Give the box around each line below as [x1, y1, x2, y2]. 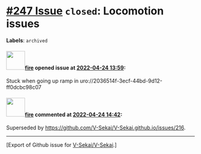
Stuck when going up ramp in [6, 77, 79, 84]
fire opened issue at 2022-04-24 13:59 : [25, 64, 126, 71]
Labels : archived [6, 37, 48, 44]
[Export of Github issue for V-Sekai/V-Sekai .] [6, 141, 117, 149]
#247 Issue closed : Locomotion [6, 4, 164, 18]
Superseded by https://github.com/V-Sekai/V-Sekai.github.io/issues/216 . [6, 124, 186, 131]
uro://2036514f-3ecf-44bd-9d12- [80, 77, 163, 84]
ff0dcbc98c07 [6, 84, 42, 91]
